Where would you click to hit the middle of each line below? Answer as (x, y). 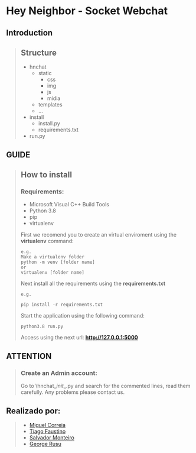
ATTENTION (29, 356)
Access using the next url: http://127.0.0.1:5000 (79, 338)
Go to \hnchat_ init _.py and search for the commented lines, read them (105, 386)
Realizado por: (33, 411)
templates (50, 105)
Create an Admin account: (59, 373)
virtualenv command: (47, 241)
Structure (39, 52)
